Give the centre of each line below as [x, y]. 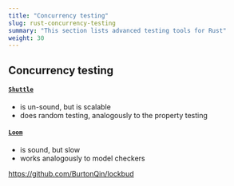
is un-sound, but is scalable [65, 107]
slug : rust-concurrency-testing [62, 23]
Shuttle [21, 90]
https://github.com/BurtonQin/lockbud [71, 174]
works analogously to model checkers [82, 158]
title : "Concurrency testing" [59, 16]
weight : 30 [26, 38]
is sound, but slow [50, 150]
